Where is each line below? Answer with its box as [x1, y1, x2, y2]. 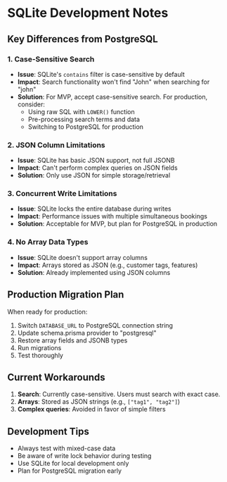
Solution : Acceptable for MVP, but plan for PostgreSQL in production [17, 220, 218, 228]
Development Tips [7, 425, 89, 438]
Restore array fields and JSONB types [17, 336, 128, 345]
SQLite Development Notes [7, 5, 169, 21]
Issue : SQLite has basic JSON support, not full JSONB [17, 156, 175, 165]
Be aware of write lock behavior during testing [17, 452, 152, 460]
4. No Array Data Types [7, 237, 89, 247]
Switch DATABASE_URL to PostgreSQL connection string [17, 321, 174, 329]
